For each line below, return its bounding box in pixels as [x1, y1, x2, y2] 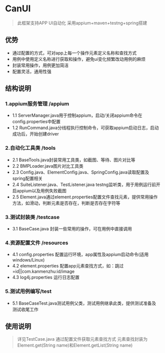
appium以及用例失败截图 [16, 187, 66, 193]
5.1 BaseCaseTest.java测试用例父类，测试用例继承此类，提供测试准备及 [12, 300, 157, 306]
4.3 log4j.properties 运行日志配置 [12, 274, 80, 280]
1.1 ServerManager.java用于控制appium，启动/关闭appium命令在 [12, 112, 143, 119]
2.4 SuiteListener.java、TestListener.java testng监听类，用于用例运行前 [12, 181, 156, 187]
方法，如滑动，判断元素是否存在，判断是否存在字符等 [12, 200, 121, 206]
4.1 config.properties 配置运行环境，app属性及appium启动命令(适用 [12, 252, 149, 258]
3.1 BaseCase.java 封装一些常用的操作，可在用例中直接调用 [12, 226, 132, 232]
